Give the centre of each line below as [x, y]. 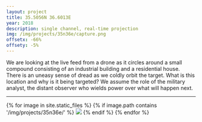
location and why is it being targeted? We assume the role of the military [96, 81]
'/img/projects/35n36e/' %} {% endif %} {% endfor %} [78, 112]
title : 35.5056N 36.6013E [38, 17]
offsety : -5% [23, 46]
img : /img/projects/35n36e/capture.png [56, 34]
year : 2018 [20, 23]
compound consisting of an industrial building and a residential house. [93, 69]
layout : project [26, 12]
